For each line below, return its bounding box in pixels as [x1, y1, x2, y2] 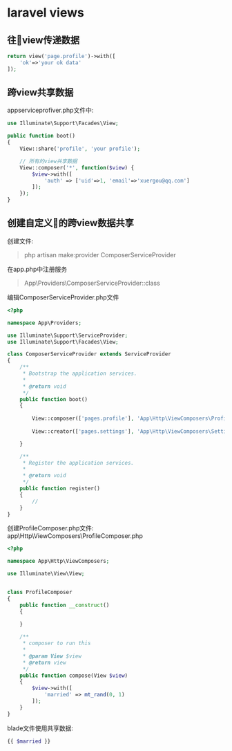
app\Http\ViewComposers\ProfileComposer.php [7, 532, 143, 540]
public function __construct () [19, 602, 110, 609]
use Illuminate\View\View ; [7, 571, 85, 577]
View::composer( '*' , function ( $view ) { [19, 164, 135, 171]
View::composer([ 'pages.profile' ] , [32, 415, 135, 423]
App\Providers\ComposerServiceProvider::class [23, 279, 160, 287]
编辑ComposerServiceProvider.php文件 [7, 293, 119, 302]
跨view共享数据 [7, 86, 74, 98]
